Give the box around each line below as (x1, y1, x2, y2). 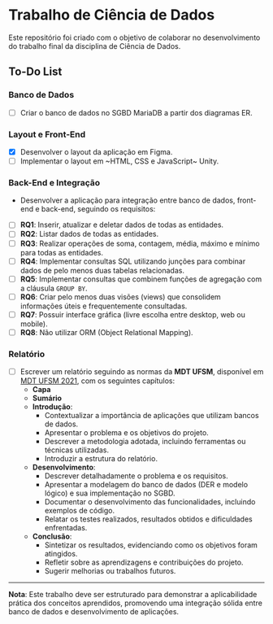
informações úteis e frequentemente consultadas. (19, 301, 188, 311)
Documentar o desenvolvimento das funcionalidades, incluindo (44, 497, 256, 507)
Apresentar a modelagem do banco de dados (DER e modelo (44, 480, 249, 490)
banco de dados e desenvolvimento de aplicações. (8, 607, 180, 617)
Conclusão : (32, 531, 72, 542)
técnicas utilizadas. (44, 445, 110, 455)
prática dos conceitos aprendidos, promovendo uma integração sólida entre (8, 598, 262, 608)
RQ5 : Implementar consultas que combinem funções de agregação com (19, 274, 262, 284)
